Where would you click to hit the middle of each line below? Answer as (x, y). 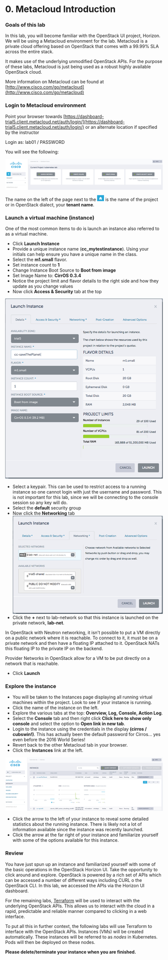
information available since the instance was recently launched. (78, 830)
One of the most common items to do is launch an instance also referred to (82, 228)
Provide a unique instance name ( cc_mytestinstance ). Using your (80, 249)
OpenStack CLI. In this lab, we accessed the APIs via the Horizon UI (75, 885)
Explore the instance (31, 686)
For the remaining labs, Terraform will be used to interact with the (72, 900)
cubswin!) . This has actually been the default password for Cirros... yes (86, 735)
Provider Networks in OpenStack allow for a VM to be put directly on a (77, 658)
